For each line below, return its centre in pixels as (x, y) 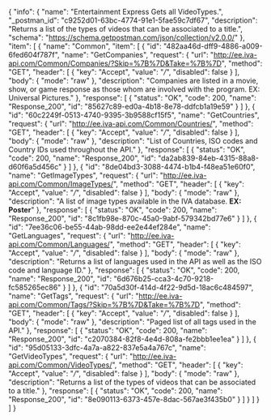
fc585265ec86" (35, 287)
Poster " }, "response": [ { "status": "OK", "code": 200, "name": (113, 210)
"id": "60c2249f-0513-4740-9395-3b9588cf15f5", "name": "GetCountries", (134, 115)
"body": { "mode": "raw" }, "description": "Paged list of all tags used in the (132, 322)
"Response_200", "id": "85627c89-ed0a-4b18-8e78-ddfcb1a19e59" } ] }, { (132, 106)
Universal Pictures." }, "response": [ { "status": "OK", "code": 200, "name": (132, 98)
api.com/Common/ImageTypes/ (61, 184)
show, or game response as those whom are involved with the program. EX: (134, 89)
